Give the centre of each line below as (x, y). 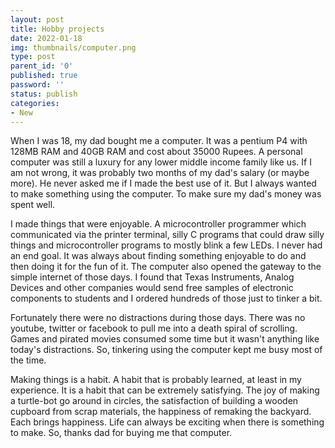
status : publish (44, 94)
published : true (44, 76)
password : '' (37, 85)
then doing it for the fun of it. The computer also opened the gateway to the (166, 267)
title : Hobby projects (57, 29)
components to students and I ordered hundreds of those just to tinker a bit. (166, 298)
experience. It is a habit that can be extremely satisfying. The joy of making (165, 390)
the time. (28, 360)
